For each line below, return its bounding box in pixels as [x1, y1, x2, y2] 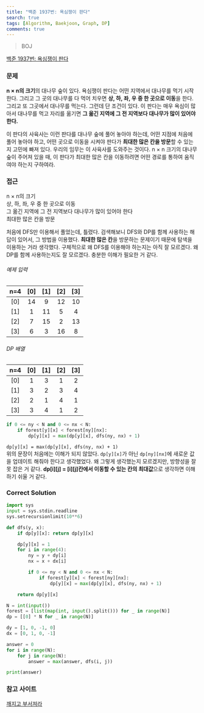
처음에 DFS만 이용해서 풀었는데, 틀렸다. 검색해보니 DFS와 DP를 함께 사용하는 [6, 228, 189, 235]
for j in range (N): [17, 653, 67, 659]
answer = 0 [6, 641, 34, 647]
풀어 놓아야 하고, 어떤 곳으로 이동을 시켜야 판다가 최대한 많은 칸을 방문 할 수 [6, 138, 183, 145]
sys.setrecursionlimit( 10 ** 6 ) [6, 513, 83, 519]
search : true [6, 15, 40, 21]
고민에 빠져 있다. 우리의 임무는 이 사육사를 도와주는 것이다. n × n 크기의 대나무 [12, 146, 198, 153]
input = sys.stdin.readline [6, 508, 78, 515]
